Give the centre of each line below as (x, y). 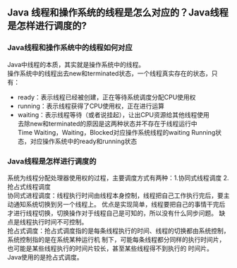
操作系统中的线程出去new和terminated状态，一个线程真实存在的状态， (109, 73)
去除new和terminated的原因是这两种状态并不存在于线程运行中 (107, 123)
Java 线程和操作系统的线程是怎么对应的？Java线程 (118, 13)
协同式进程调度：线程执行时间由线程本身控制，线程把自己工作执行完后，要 (115, 195)
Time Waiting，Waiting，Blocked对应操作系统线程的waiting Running (116, 132)
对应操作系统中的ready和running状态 (84, 141)
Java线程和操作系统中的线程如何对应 (70, 48)
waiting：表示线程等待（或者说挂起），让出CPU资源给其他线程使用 (113, 114)
